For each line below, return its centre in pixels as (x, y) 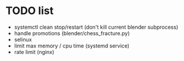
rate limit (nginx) (34, 52)
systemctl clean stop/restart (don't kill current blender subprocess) (96, 27)
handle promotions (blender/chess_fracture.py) (72, 33)
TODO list (30, 11)
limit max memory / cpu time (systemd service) (72, 46)
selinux (23, 39)
